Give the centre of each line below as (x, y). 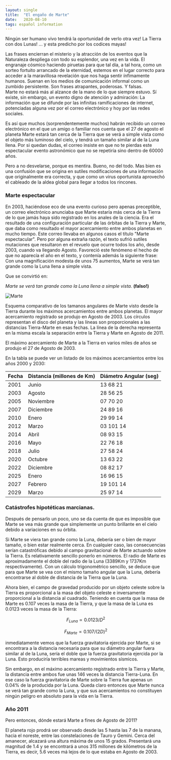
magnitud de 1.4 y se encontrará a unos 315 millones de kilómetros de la (81, 746)
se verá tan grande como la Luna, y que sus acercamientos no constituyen (84, 690)
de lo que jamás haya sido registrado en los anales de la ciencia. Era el (80, 217)
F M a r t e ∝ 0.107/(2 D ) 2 (86, 632)
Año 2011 (17, 709)
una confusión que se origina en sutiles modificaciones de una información (84, 171)
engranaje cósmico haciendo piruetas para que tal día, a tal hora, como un (83, 65)
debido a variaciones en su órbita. (41, 529)
